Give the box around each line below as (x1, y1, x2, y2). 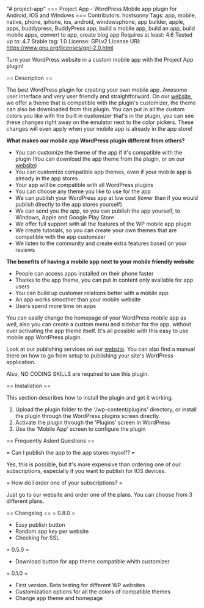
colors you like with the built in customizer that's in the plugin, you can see (6, 112, 194, 119)
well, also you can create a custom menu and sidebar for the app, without (6, 321, 191, 328)
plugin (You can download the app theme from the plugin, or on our (15, 155, 185, 163)
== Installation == (6, 382, 51, 389)
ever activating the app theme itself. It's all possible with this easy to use (6, 327, 189, 334)
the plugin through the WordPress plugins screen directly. (15, 412, 161, 419)
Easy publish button (15, 521, 65, 528)
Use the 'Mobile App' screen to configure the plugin (15, 425, 146, 433)
